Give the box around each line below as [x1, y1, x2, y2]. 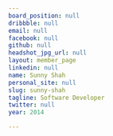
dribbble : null [8, 19, 59, 27]
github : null [8, 42, 52, 50]
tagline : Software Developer [8, 94, 105, 102]
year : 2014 [8, 109, 45, 117]
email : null [8, 26, 48, 34]
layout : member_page [8, 57, 77, 65]
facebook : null [8, 34, 59, 42]
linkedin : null [8, 64, 59, 72]
